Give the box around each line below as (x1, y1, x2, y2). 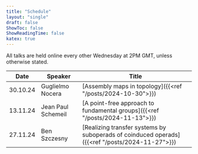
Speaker (47, 72, 71, 80)
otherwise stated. (6, 58, 49, 65)
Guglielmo (41, 82, 70, 90)
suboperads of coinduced (82, 130, 154, 139)
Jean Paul (41, 103, 69, 111)
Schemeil (41, 110, 67, 118)
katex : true (6, 36, 35, 42)
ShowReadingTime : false (6, 31, 65, 36)
